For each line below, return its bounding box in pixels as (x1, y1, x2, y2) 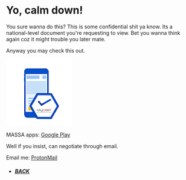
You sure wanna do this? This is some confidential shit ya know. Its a (6, 23, 173, 30)
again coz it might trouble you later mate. (6, 35, 106, 42)
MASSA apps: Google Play (6, 131, 71, 138)
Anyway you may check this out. (6, 47, 86, 54)
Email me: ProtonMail (6, 154, 58, 161)
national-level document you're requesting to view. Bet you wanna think (6, 29, 181, 36)
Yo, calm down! (6, 4, 83, 17)
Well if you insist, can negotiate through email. (6, 142, 119, 149)
